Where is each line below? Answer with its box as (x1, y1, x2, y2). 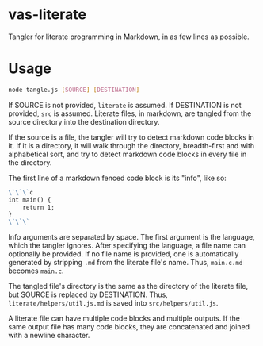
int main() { (8, 196, 51, 204)
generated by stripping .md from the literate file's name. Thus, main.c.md (8, 258, 243, 267)
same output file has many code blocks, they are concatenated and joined (8, 322, 250, 332)
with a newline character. (8, 331, 90, 340)
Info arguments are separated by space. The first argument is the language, (8, 233, 255, 242)
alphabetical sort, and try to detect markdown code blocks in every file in (8, 149, 247, 159)
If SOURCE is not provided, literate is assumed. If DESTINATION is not (8, 100, 242, 110)
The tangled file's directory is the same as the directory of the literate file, (8, 282, 249, 291)
